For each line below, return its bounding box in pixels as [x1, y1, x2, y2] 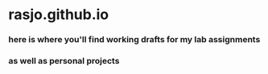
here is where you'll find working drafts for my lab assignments [8, 34, 261, 45]
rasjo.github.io [8, 6, 109, 24]
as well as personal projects [8, 56, 120, 67]
